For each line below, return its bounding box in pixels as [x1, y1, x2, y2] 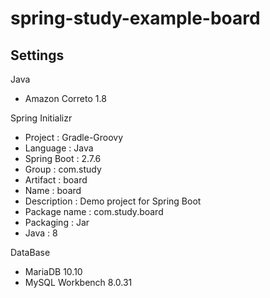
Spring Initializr [10, 112, 73, 124]
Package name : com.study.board [24, 206, 164, 217]
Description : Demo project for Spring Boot [24, 195, 202, 207]
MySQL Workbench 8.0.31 [24, 277, 133, 288]
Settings [10, 47, 65, 64]
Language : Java [24, 142, 94, 154]
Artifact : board [24, 174, 88, 186]
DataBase [10, 247, 51, 258]
